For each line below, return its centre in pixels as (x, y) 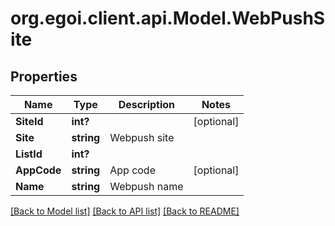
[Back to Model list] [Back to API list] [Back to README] (125, 211)
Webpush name (146, 186)
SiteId (29, 121)
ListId (29, 154)
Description (147, 104)
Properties (44, 76)
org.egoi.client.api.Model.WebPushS (168, 18)
